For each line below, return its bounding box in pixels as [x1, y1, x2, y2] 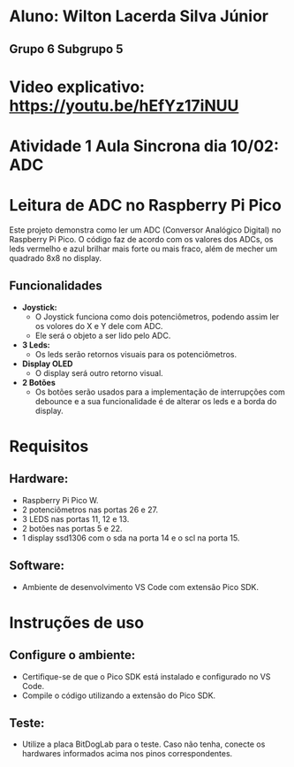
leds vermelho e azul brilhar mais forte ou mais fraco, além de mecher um [9, 243, 278, 254]
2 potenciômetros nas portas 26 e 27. [21, 504, 159, 515]
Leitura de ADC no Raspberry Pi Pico [9, 196, 283, 216]
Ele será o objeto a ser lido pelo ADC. [34, 330, 171, 341]
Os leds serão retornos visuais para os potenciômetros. [34, 349, 237, 359]
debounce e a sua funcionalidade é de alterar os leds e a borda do [34, 395, 277, 406]
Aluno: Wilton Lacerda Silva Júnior [9, 6, 269, 27]
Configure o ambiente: [9, 648, 136, 663]
